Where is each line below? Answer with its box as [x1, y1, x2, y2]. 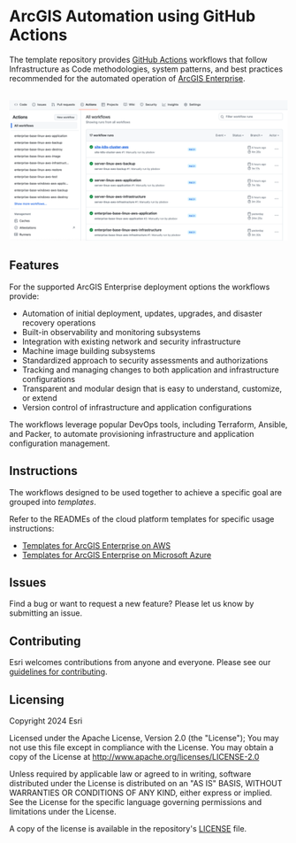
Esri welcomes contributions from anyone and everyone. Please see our [9, 657, 271, 668]
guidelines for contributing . [9, 666, 108, 678]
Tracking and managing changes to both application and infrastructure [21, 364, 280, 375]
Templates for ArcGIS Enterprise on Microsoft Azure [21, 549, 212, 560]
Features [9, 258, 59, 273]
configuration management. [9, 438, 110, 448]
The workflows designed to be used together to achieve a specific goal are [9, 487, 283, 497]
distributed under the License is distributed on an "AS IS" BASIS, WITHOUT [9, 778, 283, 788]
